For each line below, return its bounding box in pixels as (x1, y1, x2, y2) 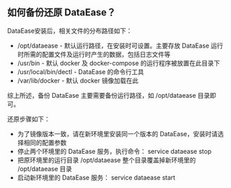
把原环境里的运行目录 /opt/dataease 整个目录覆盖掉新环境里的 (17, 156, 196, 164)
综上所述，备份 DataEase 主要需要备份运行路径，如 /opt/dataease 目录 (7, 91, 211, 99)
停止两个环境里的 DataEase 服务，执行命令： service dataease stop (17, 147, 211, 155)
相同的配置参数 (23, 138, 67, 147)
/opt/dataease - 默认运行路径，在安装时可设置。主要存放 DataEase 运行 (17, 41, 223, 50)
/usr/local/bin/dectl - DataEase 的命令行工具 (17, 67, 144, 75)
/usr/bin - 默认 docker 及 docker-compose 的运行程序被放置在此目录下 (17, 59, 221, 67)
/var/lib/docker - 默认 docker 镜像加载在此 (17, 76, 139, 85)
